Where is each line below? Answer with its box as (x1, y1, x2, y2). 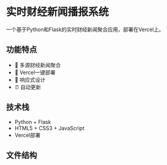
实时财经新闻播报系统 (6, 5, 110, 19)
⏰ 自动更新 (14, 83, 41, 90)
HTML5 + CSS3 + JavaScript (14, 124, 85, 132)
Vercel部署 (14, 132, 41, 139)
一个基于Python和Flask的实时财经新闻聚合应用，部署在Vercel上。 (6, 26, 164, 33)
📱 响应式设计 (14, 76, 46, 83)
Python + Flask (14, 118, 52, 125)
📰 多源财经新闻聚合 (14, 61, 61, 68)
